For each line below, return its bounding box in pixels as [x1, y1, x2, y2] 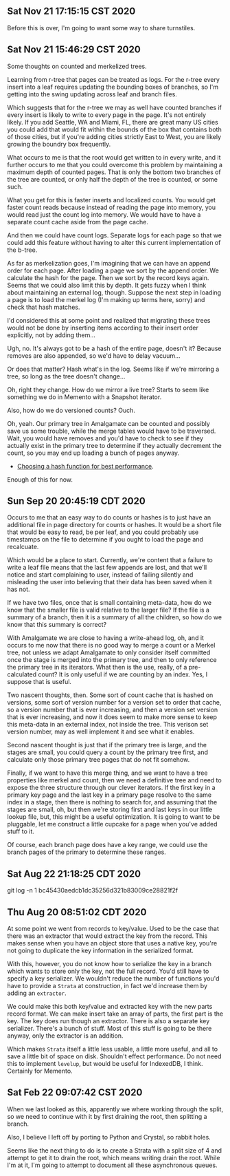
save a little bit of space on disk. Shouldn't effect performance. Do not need [7, 1052, 222, 1060]
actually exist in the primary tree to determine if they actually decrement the [7, 441, 222, 449]
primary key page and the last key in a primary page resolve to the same [7, 791, 211, 799]
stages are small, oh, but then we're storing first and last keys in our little [7, 805, 213, 814]
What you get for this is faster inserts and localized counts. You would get [7, 195, 216, 204]
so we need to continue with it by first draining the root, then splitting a [7, 1112, 207, 1120]
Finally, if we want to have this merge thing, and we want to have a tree [7, 769, 208, 777]
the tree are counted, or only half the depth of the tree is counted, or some [7, 175, 218, 183]
